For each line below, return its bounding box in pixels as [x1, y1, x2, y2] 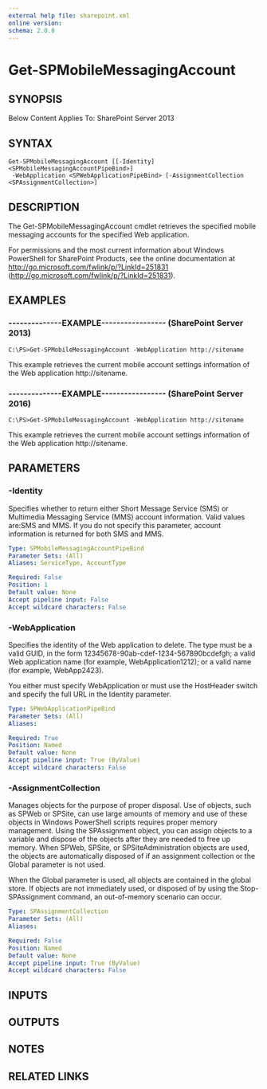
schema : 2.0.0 [8, 26, 56, 34]
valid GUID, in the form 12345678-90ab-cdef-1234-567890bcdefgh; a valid [8, 648, 256, 658]
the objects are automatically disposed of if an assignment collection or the [8, 852, 256, 861]
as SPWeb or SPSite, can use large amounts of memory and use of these [8, 809, 248, 819]
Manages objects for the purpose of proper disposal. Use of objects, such [8, 801, 252, 810]
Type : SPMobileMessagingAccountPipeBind [8, 544, 145, 552]
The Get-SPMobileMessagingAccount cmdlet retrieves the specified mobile [8, 221, 257, 231]
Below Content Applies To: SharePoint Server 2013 [8, 113, 175, 123]
